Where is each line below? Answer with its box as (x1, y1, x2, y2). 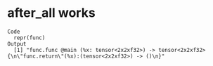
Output (7, 40, 27, 47)
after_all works (7, 5, 96, 21)
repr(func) (13, 34, 46, 41)
